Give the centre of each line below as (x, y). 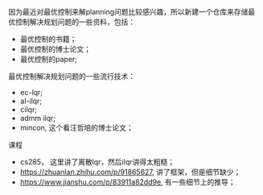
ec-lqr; (31, 92)
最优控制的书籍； (48, 39)
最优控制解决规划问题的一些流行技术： (72, 76)
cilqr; (29, 110)
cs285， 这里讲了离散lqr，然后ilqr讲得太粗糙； (97, 162)
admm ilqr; (38, 118)
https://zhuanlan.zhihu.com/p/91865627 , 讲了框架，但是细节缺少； (130, 172)
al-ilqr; (31, 101)
